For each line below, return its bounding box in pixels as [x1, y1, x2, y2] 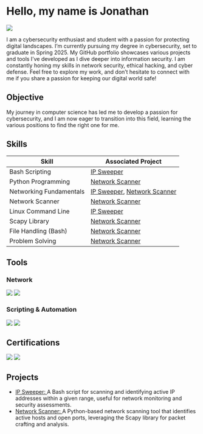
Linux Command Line [9, 207, 70, 215]
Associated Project [105, 157, 162, 166]
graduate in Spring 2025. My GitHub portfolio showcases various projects [6, 49, 191, 56]
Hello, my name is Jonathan [6, 4, 149, 18]
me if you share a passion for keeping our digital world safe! [6, 74, 157, 82]
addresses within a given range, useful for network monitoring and [15, 394, 182, 402]
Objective [6, 93, 44, 103]
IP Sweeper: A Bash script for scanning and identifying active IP [15, 388, 175, 396]
